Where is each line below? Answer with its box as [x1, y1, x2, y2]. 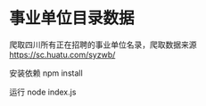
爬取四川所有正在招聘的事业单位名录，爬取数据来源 [9, 39, 197, 50]
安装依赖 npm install [9, 68, 83, 78]
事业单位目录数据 [9, 8, 136, 29]
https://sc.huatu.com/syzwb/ [9, 49, 116, 60]
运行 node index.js [9, 86, 77, 97]
